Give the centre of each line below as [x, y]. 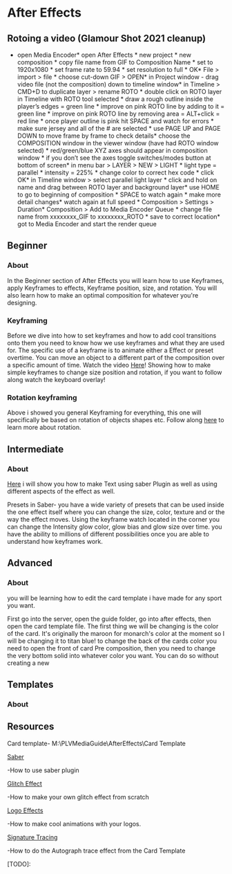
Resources [31, 727]
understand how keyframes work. [55, 541]
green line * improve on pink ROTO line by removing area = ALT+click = [118, 113]
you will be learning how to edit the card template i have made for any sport [115, 598]
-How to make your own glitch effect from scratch [78, 796]
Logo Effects [25, 810]
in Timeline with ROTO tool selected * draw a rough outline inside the [115, 99]
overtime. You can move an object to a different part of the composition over [116, 357]
